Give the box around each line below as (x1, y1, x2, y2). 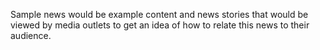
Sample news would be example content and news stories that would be (10, 9, 309, 20)
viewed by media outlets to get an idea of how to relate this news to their (10, 19, 310, 31)
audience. (10, 30, 52, 41)
